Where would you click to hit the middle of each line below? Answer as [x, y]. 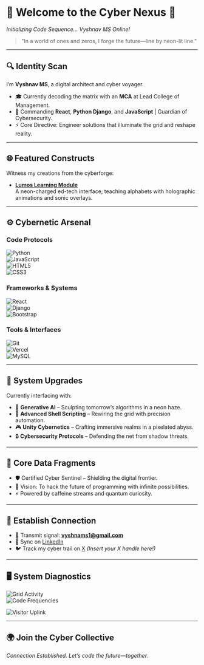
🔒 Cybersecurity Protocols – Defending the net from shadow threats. [102, 436]
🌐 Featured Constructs [51, 158]
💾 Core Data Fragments [51, 463]
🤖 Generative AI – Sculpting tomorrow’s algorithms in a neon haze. [98, 407]
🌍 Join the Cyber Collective [60, 638]
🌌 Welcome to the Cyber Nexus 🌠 [91, 12]
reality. [23, 134]
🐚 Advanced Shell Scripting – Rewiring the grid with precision [93, 414]
